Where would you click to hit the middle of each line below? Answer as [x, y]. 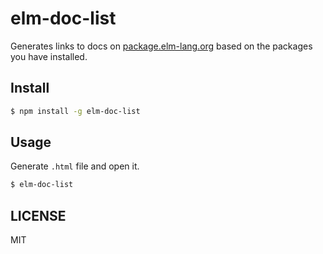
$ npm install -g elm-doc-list [75, 111]
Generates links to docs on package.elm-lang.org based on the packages [161, 46]
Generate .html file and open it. [75, 166]
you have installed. [49, 56]
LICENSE [38, 215]
